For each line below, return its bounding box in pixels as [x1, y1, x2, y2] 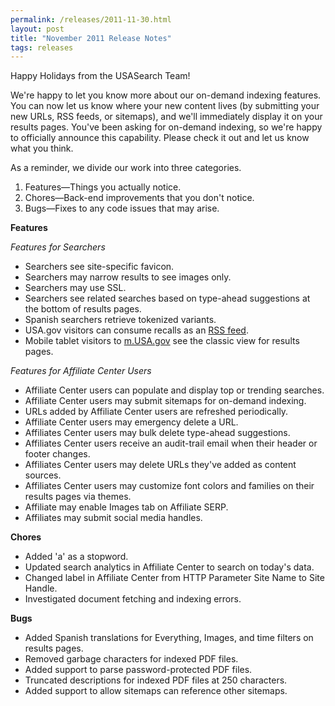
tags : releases [10, 42, 74, 53]
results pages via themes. [24, 491, 132, 503]
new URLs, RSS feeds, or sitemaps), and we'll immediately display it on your [10, 111, 323, 123]
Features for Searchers [10, 241, 106, 253]
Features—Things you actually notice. [24, 181, 182, 193]
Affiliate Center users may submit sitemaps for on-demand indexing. [24, 395, 307, 407]
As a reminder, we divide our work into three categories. [10, 162, 242, 174]
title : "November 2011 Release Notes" [10, 33, 172, 43]
